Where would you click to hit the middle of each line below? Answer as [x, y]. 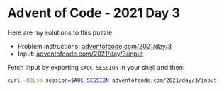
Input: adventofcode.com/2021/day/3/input [80, 54]
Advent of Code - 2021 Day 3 [94, 13]
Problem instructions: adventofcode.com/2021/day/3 [95, 46]
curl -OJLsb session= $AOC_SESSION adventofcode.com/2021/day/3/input [112, 80]
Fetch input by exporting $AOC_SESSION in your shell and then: [96, 67]
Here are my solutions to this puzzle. [61, 32]
